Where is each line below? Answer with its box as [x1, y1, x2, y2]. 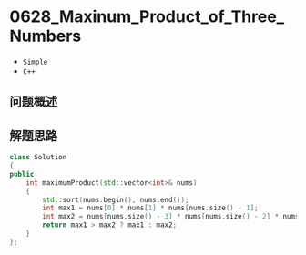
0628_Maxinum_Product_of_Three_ [9, 6, 285, 27]
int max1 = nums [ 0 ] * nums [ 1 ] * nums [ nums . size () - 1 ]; [42, 203, 259, 213]
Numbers [9, 25, 82, 46]
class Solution [9, 153, 67, 162]
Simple [22, 57, 48, 66]
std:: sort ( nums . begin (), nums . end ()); [42, 195, 189, 204]
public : [9, 169, 39, 178]
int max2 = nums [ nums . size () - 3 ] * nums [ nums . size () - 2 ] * [42, 212, 280, 221]
